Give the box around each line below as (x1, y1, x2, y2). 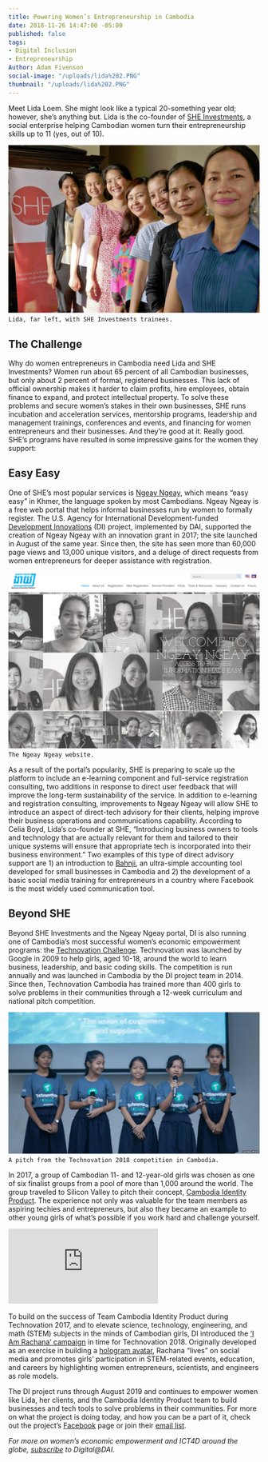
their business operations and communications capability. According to (8, 816, 242, 825)
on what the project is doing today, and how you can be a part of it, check (8, 1412, 251, 1421)
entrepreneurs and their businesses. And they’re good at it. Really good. (8, 426, 245, 436)
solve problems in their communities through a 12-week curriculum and (8, 988, 242, 997)
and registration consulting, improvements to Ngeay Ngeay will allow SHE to (8, 798, 258, 808)
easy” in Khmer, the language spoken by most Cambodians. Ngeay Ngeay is (8, 496, 259, 505)
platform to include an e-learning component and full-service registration (8, 773, 249, 783)
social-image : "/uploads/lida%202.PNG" (8, 72, 141, 80)
